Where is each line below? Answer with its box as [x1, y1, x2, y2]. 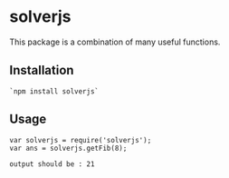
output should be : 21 [9, 159, 95, 169]
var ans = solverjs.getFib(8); [9, 143, 128, 153]
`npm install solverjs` [9, 86, 100, 96]
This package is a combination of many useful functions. [9, 36, 221, 47]
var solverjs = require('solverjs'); [9, 135, 152, 144]
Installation [9, 63, 74, 78]
